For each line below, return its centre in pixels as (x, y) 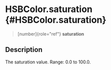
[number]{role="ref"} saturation (51, 34)
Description (24, 50)
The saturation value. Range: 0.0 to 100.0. (48, 62)
